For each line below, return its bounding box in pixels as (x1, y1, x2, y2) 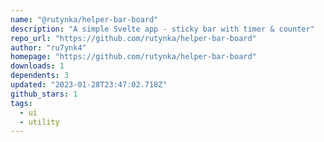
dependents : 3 (10, 71, 70, 81)
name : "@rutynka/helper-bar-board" (10, 14, 159, 25)
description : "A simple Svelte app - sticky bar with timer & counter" (10, 24, 315, 34)
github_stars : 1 (10, 89, 78, 99)
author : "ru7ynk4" (10, 42, 87, 53)
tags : (10, 98, 33, 108)
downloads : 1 (10, 61, 65, 71)
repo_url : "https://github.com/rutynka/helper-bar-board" (10, 33, 257, 43)
